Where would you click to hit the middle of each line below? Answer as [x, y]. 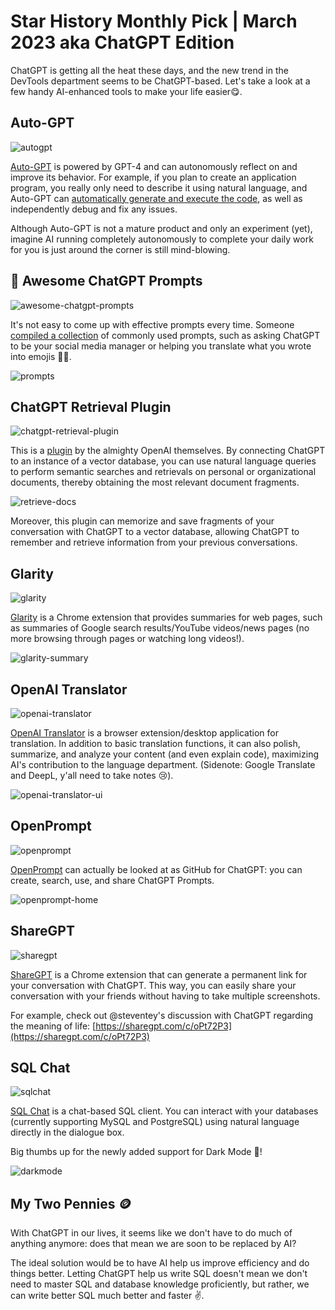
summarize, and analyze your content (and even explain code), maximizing [164, 754]
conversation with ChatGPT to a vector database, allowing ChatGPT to [155, 532]
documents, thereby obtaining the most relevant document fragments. [155, 482]
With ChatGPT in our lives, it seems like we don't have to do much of [151, 1233]
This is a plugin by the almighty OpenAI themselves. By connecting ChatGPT [168, 451]
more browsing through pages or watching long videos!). [127, 639]
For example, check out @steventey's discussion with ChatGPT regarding [162, 1015]
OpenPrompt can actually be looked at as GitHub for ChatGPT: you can [156, 869]
